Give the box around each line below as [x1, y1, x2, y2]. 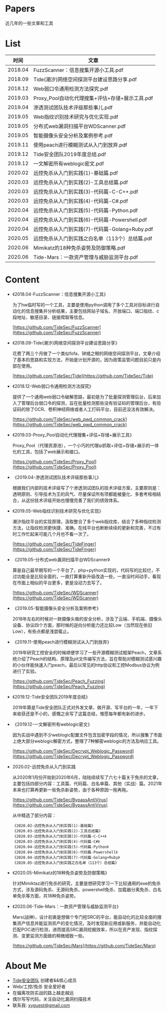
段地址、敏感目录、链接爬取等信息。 [12, 314, 87, 320]
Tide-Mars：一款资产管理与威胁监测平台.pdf [33, 253, 138, 260]
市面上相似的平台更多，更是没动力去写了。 [16, 579, 105, 585]
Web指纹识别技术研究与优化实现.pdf [33, 113, 119, 120]
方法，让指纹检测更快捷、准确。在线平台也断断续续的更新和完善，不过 [12, 524, 157, 530]
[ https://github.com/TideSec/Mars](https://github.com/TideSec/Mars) [12, 943, 156, 949]
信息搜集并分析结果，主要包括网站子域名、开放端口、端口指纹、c [25, 308, 160, 314]
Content [5, 274, 40, 285]
